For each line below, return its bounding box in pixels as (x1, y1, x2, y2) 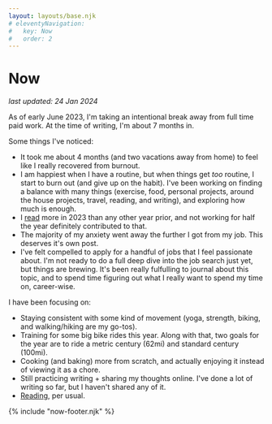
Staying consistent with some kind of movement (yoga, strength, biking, (19, 314, 261, 323)
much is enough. (19, 204, 77, 214)
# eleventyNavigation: (8, 19, 85, 28)
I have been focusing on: (8, 297, 92, 307)
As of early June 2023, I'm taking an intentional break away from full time (8, 112, 254, 122)
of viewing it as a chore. (19, 365, 101, 374)
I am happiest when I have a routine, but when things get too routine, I (19, 170, 254, 180)
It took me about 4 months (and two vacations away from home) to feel (19, 152, 258, 162)
